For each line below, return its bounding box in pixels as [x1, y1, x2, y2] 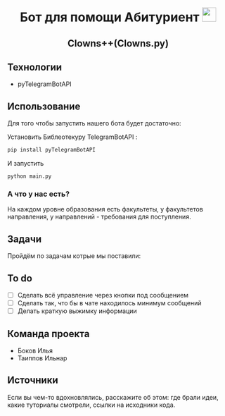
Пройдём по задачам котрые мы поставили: [7, 252, 141, 260]
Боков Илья [17, 346, 53, 355]
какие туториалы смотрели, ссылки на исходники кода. [7, 400, 176, 409]
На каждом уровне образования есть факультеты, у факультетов [7, 205, 204, 214]
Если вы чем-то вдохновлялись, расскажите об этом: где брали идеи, [7, 393, 219, 401]
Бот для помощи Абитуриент [20, 9, 200, 25]
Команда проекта [7, 328, 90, 340]
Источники [7, 374, 58, 386]
